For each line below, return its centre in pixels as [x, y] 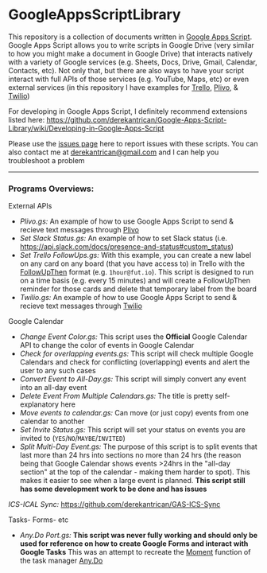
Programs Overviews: [51, 189]
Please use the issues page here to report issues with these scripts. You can [133, 143]
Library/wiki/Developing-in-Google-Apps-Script [86, 128]
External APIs [30, 206]
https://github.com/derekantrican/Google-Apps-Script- [137, 119]
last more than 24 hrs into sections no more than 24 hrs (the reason [130, 455]
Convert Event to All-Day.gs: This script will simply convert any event [133, 379]
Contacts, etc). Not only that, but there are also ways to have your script [126, 70]
